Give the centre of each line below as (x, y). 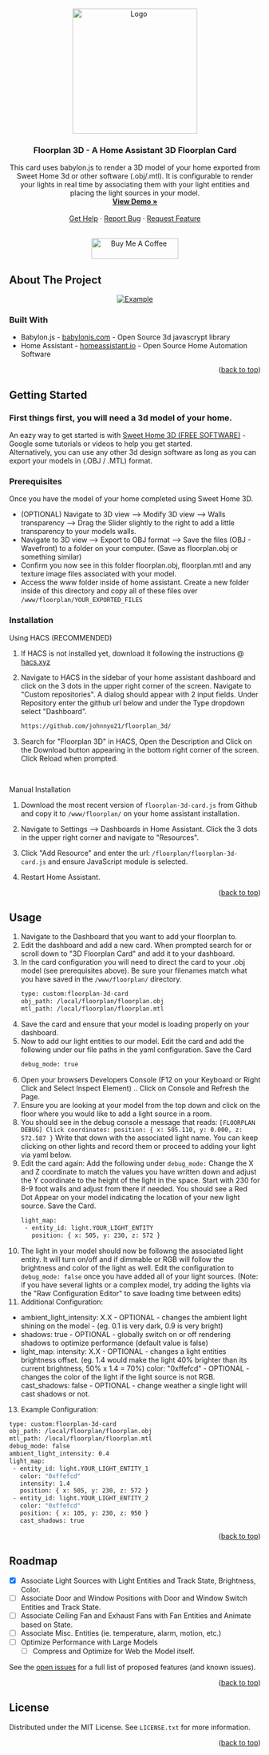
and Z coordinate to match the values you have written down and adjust (138, 1171)
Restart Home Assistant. (60, 877)
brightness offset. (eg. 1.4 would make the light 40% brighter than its (134, 1359)
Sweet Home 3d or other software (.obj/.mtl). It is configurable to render (135, 176)
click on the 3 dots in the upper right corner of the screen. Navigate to (136, 685)
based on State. (47, 1624)
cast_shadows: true (52, 1520)
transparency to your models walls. (78, 532)
